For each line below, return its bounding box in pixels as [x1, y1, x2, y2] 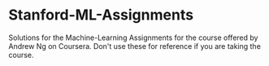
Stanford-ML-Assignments [8, 6, 193, 24]
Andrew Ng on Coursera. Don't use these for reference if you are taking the [8, 41, 262, 51]
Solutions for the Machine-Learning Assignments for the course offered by [8, 33, 258, 42]
